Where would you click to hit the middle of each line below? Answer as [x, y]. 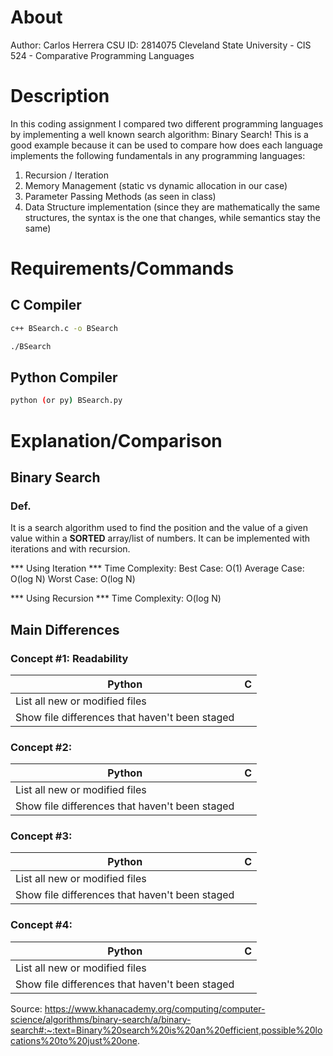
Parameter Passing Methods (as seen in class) [120, 196]
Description [60, 96]
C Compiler [46, 305]
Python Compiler [64, 377]
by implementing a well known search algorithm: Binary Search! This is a [159, 134]
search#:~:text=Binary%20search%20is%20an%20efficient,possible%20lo [166, 1030]
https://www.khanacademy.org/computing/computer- [155, 1008]
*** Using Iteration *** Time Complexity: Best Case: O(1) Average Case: [157, 568]
